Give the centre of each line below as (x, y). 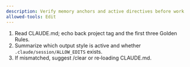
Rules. (22, 39)
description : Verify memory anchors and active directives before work (95, 11)
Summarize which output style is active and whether (78, 45)
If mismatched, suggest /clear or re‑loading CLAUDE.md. (83, 58)
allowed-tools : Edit (31, 17)
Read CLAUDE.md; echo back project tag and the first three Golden (96, 33)
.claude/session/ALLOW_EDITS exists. (58, 51)
